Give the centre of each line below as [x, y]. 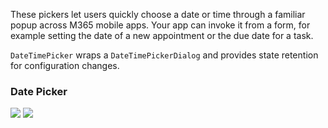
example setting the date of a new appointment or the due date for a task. [162, 35]
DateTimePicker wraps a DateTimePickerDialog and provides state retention [164, 55]
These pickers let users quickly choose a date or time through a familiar [158, 14]
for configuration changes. [65, 65]
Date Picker [39, 91]
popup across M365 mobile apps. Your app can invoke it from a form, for [160, 25]
